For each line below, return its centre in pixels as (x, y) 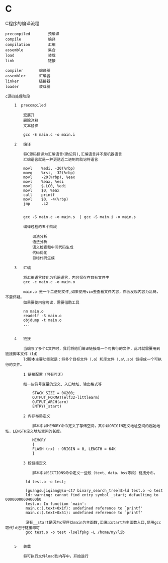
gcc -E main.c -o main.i (49, 134)
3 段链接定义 (35, 463)
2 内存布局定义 (37, 416)
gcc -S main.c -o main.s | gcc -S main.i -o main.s (80, 217)
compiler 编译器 (28, 70)
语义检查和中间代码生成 (53, 247)
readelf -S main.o (43, 316)
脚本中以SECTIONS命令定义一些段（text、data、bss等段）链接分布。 (95, 473)
